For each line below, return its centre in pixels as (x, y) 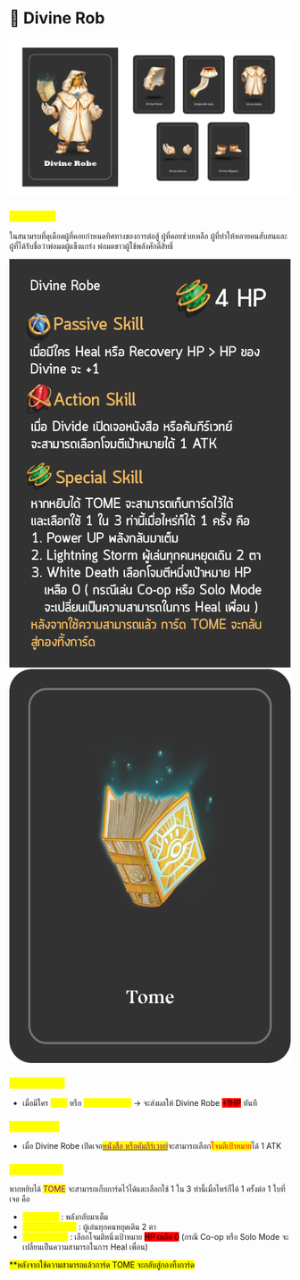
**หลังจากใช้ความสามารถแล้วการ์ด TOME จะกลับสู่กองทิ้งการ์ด (102, 1265)
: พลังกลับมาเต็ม (85, 1217)
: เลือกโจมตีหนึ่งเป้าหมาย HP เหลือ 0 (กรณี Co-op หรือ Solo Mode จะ (179, 1237)
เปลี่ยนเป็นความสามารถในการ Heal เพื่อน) (85, 1247)
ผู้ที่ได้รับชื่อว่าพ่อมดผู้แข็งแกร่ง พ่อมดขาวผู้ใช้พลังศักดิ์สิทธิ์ (92, 245)
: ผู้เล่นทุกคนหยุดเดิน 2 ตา (117, 1227)
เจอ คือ (20, 1199)
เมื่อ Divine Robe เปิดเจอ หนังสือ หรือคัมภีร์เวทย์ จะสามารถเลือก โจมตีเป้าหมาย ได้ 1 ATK (152, 1146)
